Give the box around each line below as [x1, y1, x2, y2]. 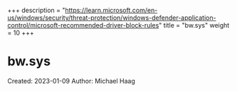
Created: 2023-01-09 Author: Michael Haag [7, 76, 135, 85]
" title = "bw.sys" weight [159, 21, 230, 29]
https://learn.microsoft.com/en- [65, 6, 158, 14]
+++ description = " [7, 6, 65, 14]
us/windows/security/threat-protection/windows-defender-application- [7, 13, 216, 22]
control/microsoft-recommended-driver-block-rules [7, 21, 159, 29]
